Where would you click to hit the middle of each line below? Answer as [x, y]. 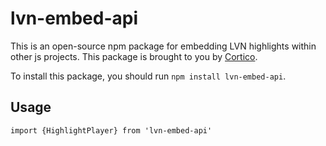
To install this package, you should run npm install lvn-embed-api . [148, 76]
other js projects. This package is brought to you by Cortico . [134, 56]
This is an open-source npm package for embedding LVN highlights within [163, 46]
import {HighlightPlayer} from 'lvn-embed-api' [111, 130]
